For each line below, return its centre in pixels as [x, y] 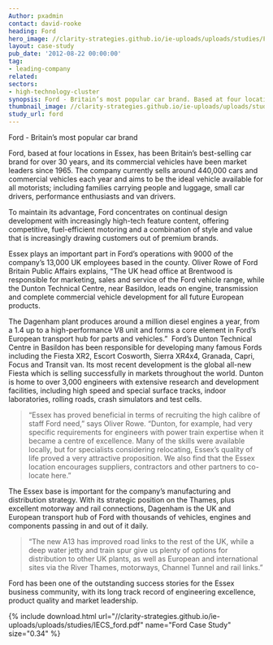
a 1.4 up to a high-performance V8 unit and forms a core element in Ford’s [132, 330]
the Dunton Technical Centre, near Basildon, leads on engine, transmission [133, 288]
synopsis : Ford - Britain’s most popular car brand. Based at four [125, 99]
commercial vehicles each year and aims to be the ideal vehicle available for [136, 179]
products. [24, 305]
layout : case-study [41, 46]
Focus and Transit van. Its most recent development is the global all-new [130, 364]
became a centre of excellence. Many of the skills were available [136, 441]
